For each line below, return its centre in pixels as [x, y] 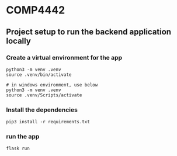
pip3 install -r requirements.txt [48, 122]
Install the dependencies [42, 110]
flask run [18, 149]
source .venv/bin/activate [39, 74]
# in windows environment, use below [52, 85]
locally [18, 41]
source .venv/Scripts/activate [44, 95]
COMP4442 [36, 10]
